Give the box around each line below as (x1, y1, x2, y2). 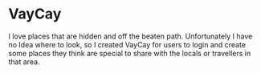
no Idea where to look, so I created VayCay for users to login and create (8, 39, 247, 49)
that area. (8, 57, 40, 67)
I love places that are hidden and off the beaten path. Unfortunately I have (8, 31, 253, 41)
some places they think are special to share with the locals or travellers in (8, 48, 251, 58)
